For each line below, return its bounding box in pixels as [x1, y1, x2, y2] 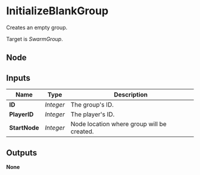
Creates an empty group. [6, 24, 67, 31]
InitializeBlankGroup [6, 4, 109, 18]
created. [70, 127, 94, 136]
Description [114, 90, 148, 99]
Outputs [6, 148, 37, 158]
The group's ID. [70, 101, 114, 109]
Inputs [6, 73, 31, 83]
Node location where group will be [70, 120, 167, 129]
